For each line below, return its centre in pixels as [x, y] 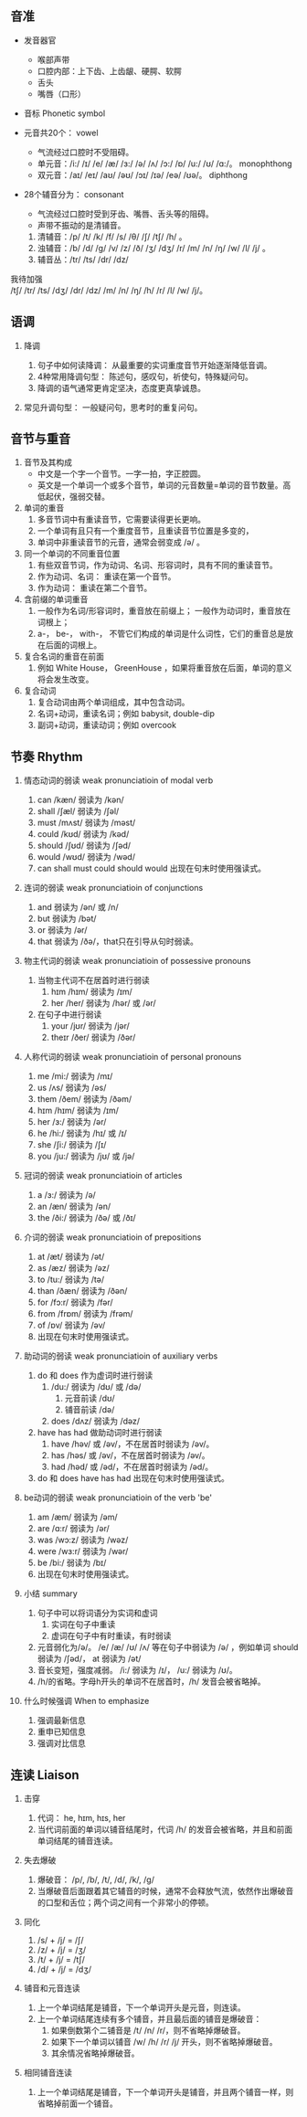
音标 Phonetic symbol [64, 113]
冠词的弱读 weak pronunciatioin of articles [103, 1176]
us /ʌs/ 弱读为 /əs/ [72, 1088]
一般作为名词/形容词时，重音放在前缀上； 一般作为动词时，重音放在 [164, 611]
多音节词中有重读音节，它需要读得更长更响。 [122, 520]
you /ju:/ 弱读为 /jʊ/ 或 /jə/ [86, 1156]
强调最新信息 [61, 1720]
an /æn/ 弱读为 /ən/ [74, 1207]
